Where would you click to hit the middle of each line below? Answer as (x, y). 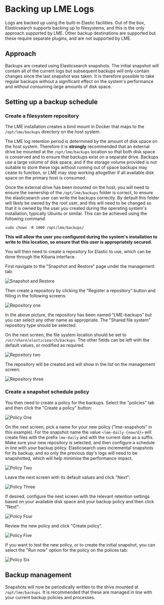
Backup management (38, 575)
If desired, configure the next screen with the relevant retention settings (78, 496)
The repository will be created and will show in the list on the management (80, 364)
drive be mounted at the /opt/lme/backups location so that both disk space (80, 152)
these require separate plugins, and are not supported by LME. (68, 38)
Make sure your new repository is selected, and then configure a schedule (80, 442)
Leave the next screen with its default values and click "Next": (68, 477)
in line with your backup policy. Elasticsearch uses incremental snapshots (79, 448)
